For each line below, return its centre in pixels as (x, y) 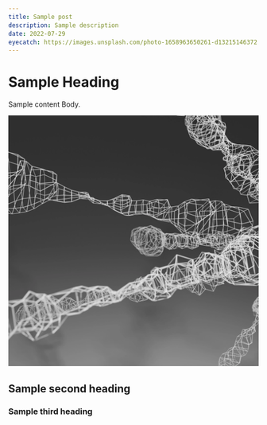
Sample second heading (70, 389)
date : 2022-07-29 (37, 33)
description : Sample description (64, 25)
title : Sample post (41, 17)
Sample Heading (64, 82)
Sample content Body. (44, 104)
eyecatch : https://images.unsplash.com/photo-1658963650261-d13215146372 (133, 42)
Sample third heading (50, 411)
